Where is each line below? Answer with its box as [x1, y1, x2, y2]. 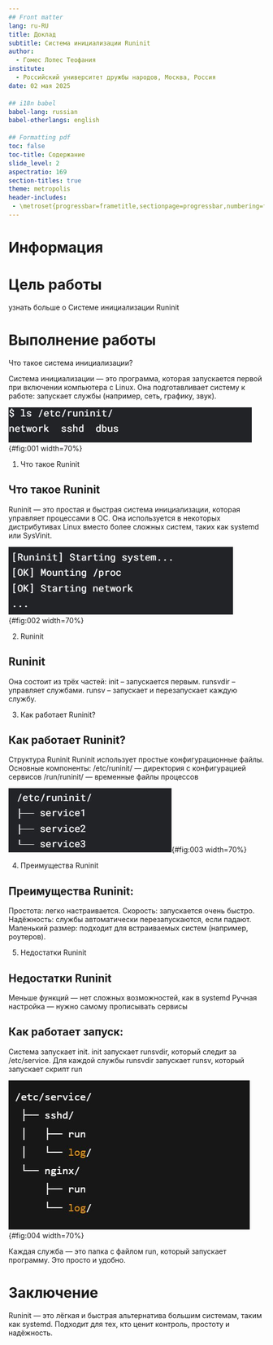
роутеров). [8, 932, 46, 942]
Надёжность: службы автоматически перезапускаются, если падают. [8, 915, 252, 925]
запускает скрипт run [8, 1064, 83, 1074]
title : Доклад [8, 30, 57, 38]
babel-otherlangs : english [8, 116, 100, 125]
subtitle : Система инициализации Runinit [8, 39, 151, 47]
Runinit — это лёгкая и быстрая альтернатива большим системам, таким [8, 1310, 262, 1320]
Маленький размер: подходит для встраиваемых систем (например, [8, 923, 249, 933]
